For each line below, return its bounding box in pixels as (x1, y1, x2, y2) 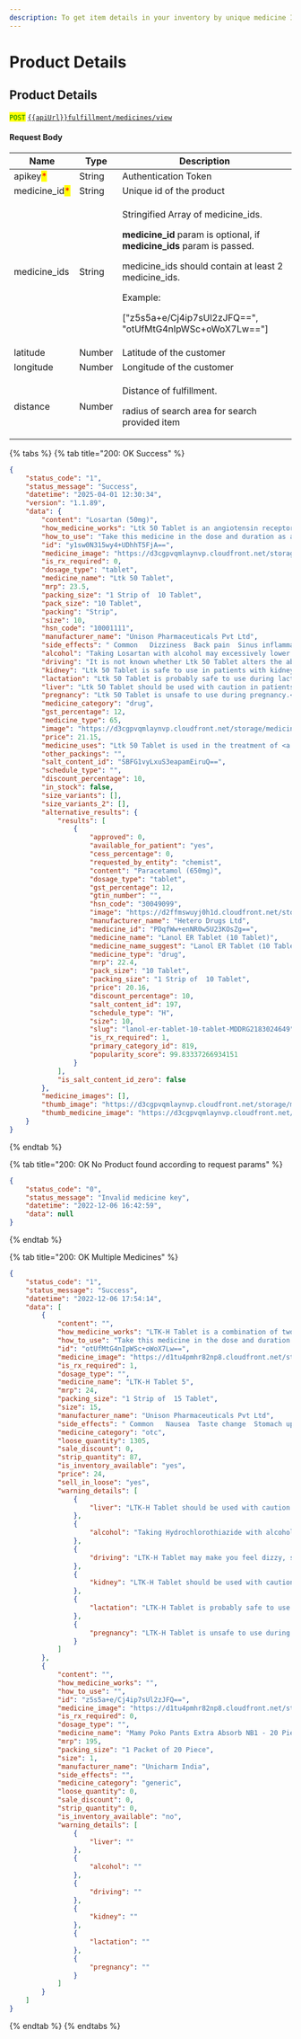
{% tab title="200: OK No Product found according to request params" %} (9, 1158, 284, 1169)
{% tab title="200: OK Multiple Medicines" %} (9, 1252, 179, 1263)
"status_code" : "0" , (25, 1184, 102, 1193)
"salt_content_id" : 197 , (89, 999, 182, 1009)
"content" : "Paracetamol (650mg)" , (89, 866, 222, 875)
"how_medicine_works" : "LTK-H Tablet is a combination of (56, 1327, 279, 1337)
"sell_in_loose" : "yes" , (56, 1477, 150, 1487)
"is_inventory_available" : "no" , (56, 1812, 182, 1821)
